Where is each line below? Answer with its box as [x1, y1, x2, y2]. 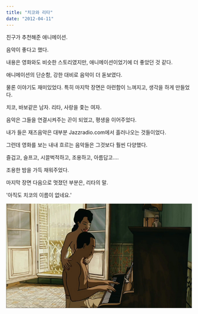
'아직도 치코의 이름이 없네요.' [6, 191, 72, 198]
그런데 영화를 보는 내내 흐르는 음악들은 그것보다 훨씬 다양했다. [6, 141, 148, 148]
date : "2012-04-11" [6, 15, 54, 22]
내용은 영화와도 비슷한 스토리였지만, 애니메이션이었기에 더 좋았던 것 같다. [6, 58, 173, 66]
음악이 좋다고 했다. [6, 46, 49, 53]
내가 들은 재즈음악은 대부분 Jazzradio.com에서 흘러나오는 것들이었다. [6, 129, 167, 136]
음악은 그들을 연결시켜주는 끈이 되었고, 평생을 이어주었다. [6, 116, 137, 123]
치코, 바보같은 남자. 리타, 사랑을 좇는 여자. [6, 103, 102, 110]
